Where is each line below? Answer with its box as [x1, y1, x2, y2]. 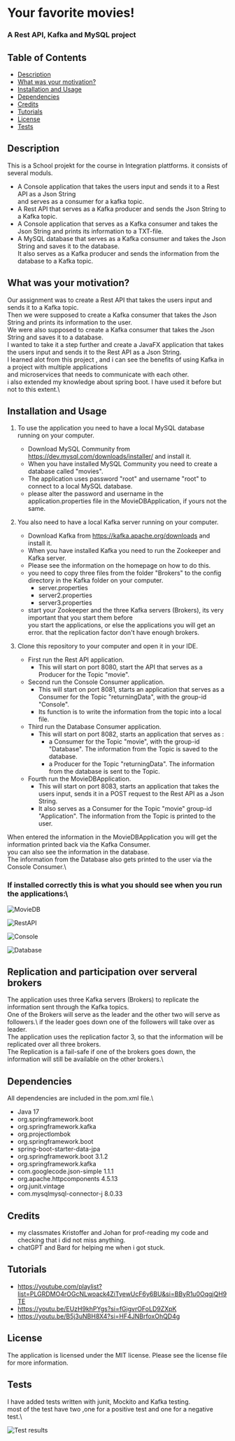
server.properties [38, 584, 89, 592]
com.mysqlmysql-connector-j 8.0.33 [17, 1189, 123, 1198]
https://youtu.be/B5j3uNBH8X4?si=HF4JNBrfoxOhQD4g [17, 1312, 180, 1320]
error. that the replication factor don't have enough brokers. [27, 629, 199, 637]
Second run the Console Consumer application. [27, 678, 165, 686]
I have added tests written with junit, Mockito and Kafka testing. [7, 1397, 191, 1406]
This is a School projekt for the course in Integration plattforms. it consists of [7, 161, 228, 170]
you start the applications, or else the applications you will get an [27, 621, 215, 629]
